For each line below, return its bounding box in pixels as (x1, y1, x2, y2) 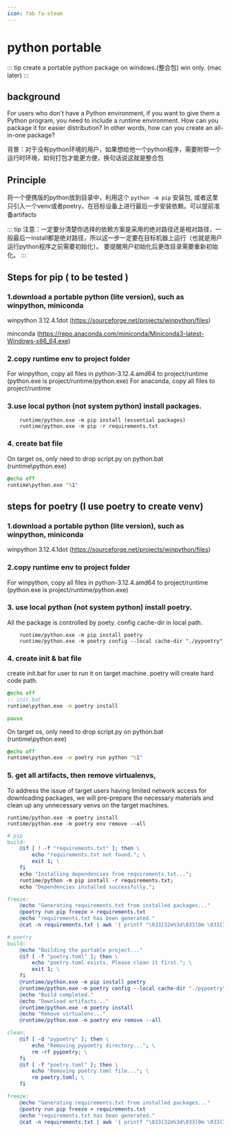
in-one (7, 131, 26, 140)
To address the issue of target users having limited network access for (7, 786, 208, 794)
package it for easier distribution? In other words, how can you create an (7, 124, 213, 132)
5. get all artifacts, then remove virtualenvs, (7, 771, 157, 781)
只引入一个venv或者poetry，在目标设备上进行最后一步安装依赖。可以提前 (7, 202, 214, 210)
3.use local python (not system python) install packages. (7, 402, 202, 411)
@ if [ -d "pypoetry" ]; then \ (19, 1036, 109, 1043)
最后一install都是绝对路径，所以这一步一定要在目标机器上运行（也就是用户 (12, 234, 223, 242)
